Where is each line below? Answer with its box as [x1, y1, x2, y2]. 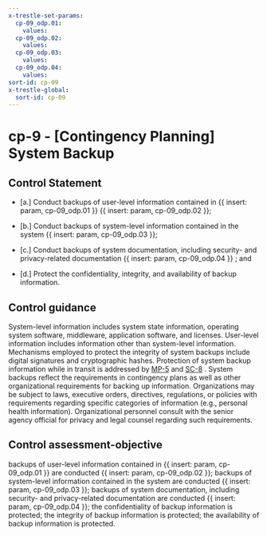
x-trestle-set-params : [8, 11, 84, 20]
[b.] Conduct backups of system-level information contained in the [19, 221, 239, 231]
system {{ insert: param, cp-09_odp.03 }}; [19, 230, 158, 239]
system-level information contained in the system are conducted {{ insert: [8, 476, 251, 486]
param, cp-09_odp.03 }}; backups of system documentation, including [8, 484, 240, 495]
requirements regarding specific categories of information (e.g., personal [8, 398, 249, 408]
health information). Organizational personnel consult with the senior [8, 407, 234, 416]
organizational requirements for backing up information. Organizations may [8, 381, 255, 391]
